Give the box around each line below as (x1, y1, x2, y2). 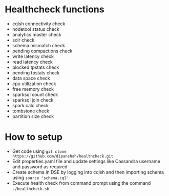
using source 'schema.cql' (12, 174, 69, 181)
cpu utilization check (12, 81, 56, 87)
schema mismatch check (12, 42, 65, 48)
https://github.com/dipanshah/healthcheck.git (12, 153, 114, 159)
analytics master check (12, 31, 62, 37)
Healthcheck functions (5, 4, 104, 15)
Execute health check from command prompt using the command (12, 180, 151, 186)
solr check (12, 37, 35, 43)
